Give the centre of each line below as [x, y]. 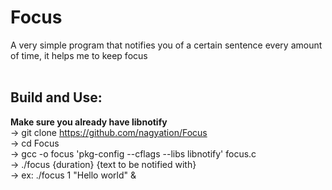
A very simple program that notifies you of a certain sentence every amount [166, 45]
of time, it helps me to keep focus [79, 55]
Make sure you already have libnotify [89, 122]
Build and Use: [56, 97]
